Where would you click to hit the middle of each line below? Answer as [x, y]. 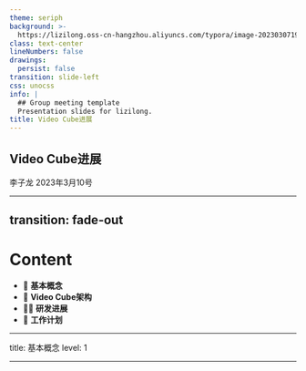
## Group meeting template [69, 103]
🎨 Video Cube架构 [57, 297]
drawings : [28, 60]
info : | [24, 94]
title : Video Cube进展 [51, 119]
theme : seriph [36, 18]
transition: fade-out [66, 220]
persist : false [46, 69]
